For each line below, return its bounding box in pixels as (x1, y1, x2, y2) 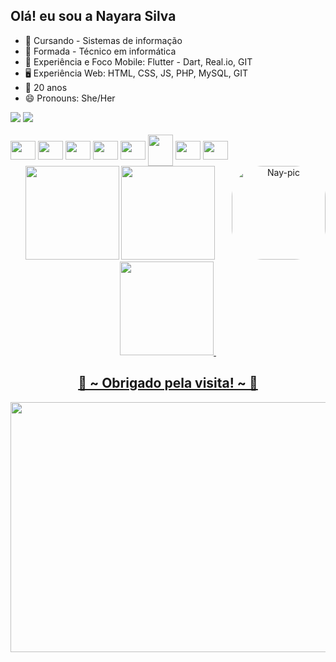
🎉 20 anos (24, 81, 68, 93)
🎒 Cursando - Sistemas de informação (24, 34, 183, 46)
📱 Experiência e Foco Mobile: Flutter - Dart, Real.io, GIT (24, 55, 253, 68)
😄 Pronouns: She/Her (24, 92, 116, 104)
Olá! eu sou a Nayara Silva (10, 8, 177, 25)
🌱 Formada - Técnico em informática (24, 45, 177, 57)
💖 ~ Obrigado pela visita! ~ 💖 (78, 375, 258, 392)
